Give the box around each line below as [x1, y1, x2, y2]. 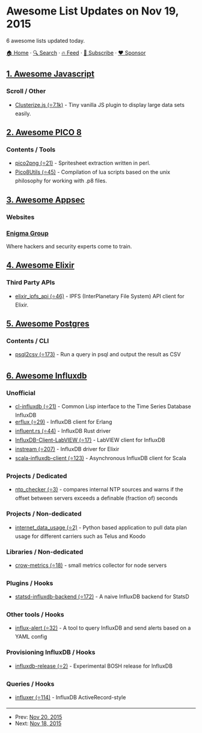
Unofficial [6, 388, 36, 397]
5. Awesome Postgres [6, 319, 90, 328]
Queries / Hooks [6, 679, 55, 688]
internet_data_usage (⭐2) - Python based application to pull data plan [14, 523, 188, 531]
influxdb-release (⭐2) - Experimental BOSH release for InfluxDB [14, 662, 173, 670]
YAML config [14, 633, 47, 641]
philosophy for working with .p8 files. [14, 177, 107, 185]
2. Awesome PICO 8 [6, 127, 82, 138]
